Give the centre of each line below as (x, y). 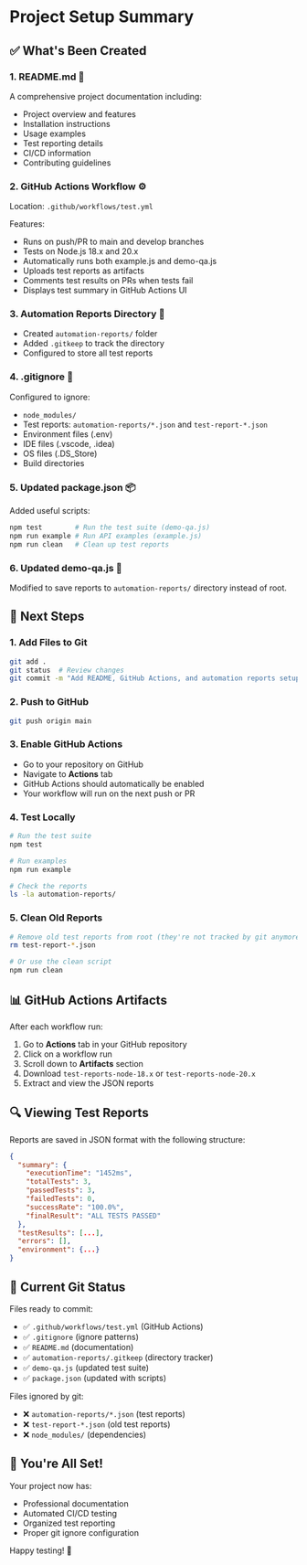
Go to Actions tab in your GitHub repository (105, 1044)
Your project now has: (51, 1485)
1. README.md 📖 (47, 77)
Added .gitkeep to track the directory (93, 344)
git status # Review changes (67, 670)
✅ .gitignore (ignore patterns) (81, 1336)
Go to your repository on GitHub (83, 764)
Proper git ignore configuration (81, 1532)
